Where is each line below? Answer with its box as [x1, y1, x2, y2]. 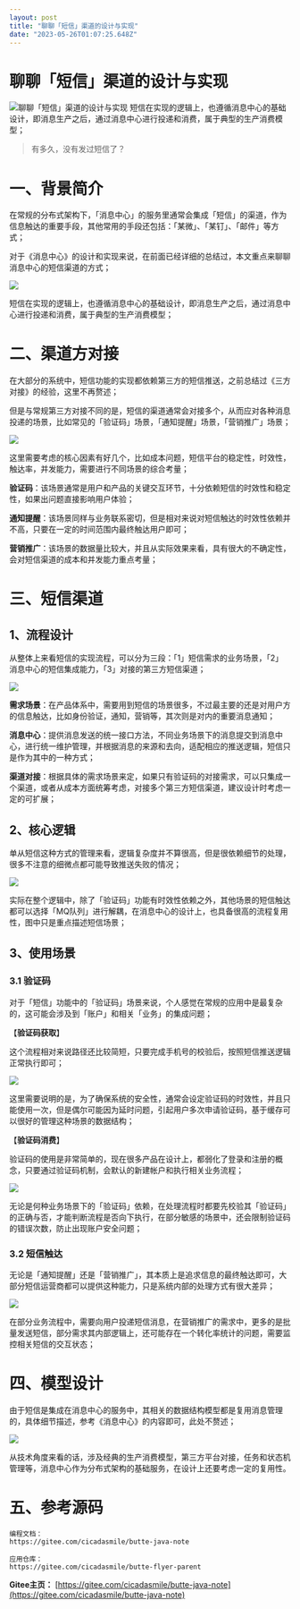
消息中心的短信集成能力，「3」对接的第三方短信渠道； [9, 664, 206, 675]
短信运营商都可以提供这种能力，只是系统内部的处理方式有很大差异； [24, 1281, 275, 1291]
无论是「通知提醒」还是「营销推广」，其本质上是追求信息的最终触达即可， [9, 1269, 279, 1280]
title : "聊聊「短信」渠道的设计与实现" [9, 21, 138, 30]
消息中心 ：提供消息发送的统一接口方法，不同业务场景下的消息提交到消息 [9, 730, 275, 741]
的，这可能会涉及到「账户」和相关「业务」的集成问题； [9, 1008, 212, 1018]
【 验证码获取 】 [9, 1026, 64, 1038]
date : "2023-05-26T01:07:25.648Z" [9, 30, 138, 38]
